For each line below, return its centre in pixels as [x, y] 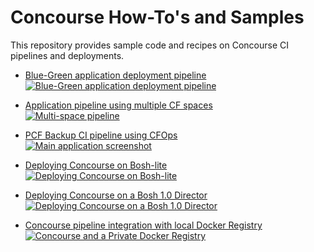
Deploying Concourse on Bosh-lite [96, 165]
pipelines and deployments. [67, 55]
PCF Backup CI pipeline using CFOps [101, 135]
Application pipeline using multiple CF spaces [118, 105]
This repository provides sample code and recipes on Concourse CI [150, 45]
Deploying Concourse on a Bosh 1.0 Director [116, 195]
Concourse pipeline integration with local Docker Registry [143, 225]
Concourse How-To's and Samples [157, 17]
